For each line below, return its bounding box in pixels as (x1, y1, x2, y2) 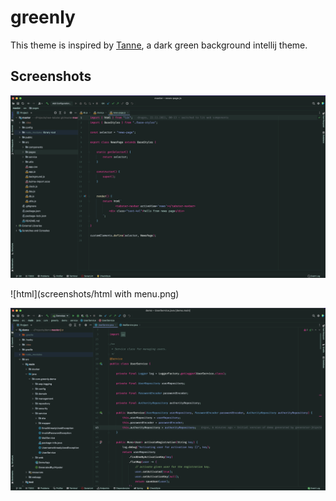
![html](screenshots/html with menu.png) (10, 288, 180, 300)
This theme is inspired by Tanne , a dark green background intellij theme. (10, 39, 308, 51)
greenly (10, 6, 76, 29)
